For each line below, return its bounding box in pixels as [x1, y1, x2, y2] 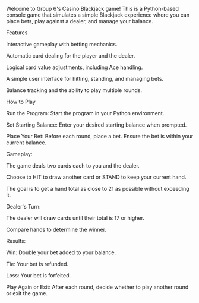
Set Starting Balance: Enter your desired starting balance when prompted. [6, 121, 187, 128]
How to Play [6, 98, 36, 105]
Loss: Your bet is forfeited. [6, 272, 71, 279]
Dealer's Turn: [6, 203, 41, 210]
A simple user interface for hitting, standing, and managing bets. [6, 75, 164, 82]
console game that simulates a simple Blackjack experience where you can [6, 11, 190, 18]
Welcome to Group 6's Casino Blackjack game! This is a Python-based [6, 5, 179, 12]
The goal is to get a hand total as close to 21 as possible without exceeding [6, 185, 189, 192]
